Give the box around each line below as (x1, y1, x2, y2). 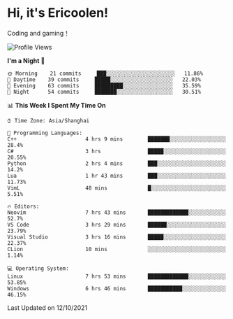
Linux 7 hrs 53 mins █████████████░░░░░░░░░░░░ (7, 273, 227, 280)
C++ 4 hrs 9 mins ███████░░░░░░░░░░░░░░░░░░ (7, 135, 227, 143)
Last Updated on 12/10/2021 (7, 303, 88, 312)
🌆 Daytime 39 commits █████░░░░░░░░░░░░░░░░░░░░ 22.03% (7, 76, 201, 83)
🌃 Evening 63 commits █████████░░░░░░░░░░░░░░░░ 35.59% (7, 82, 201, 89)
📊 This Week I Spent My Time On (7, 101, 106, 109)
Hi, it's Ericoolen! (7, 5, 109, 21)
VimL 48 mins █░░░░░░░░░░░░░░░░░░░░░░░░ (7, 184, 227, 192)
